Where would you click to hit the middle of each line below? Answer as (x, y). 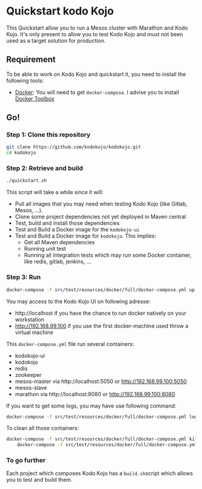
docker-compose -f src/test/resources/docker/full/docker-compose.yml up (101, 290)
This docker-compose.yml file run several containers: (70, 344)
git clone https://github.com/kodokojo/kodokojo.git (74, 147)
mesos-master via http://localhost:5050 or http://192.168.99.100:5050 (101, 381)
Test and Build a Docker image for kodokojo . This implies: (85, 236)
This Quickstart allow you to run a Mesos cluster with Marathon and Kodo (97, 28)
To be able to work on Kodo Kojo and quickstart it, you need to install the (96, 74)
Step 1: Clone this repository (48, 135)
